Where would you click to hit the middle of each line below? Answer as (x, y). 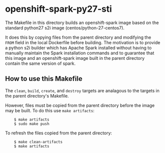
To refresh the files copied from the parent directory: (59, 133)
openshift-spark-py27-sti (59, 9)
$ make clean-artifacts (38, 142)
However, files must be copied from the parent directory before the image (80, 105)
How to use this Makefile (44, 79)
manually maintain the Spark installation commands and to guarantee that (80, 53)
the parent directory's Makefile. (37, 96)
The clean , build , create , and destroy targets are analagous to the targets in (82, 90)
